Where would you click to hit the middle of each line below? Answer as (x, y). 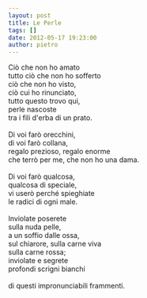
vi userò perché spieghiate (51, 194)
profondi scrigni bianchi (47, 269)
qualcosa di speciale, (43, 185)
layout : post (30, 15)
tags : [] (23, 30)
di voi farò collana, (38, 143)
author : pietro (33, 45)
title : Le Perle (35, 23)
